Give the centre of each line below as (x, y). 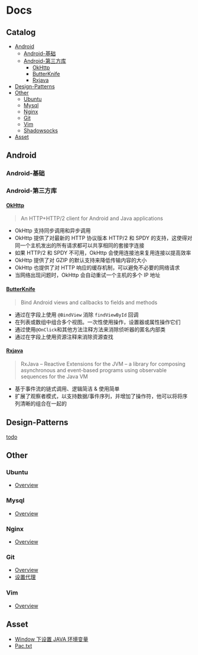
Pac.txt (23, 646)
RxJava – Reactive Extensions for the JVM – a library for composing (103, 364)
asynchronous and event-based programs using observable (94, 370)
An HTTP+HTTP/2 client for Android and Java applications (92, 218)
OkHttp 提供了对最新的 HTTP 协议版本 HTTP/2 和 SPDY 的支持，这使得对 (103, 238)
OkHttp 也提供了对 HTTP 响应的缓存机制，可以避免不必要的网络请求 (97, 268)
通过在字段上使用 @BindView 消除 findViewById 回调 (77, 314)
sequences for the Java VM (54, 376)
